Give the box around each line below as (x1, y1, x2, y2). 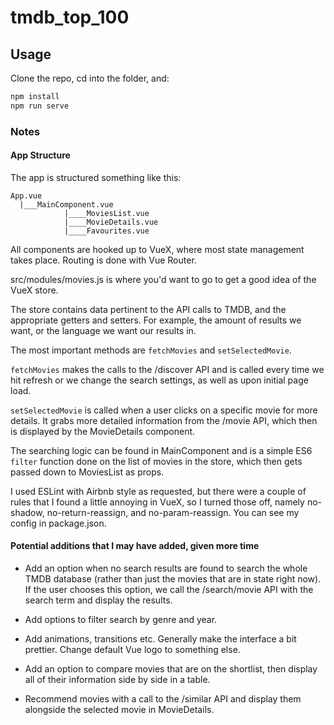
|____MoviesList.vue (63, 208, 150, 218)
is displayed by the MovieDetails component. (10, 425, 196, 437)
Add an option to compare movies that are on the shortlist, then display (24, 663, 318, 675)
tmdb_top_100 (10, 6, 130, 29)
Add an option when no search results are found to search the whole (24, 562, 308, 575)
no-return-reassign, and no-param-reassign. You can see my (46, 506, 300, 518)
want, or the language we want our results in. (10, 324, 197, 336)
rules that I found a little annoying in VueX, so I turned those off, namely (10, 496, 305, 508)
